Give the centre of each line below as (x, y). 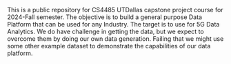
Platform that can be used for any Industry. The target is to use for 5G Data (113, 24)
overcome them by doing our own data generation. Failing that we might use (115, 39)
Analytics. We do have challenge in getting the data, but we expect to (106, 31)
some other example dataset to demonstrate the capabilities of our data (109, 46)
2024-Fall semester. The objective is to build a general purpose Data (104, 17)
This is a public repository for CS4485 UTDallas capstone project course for (115, 10)
